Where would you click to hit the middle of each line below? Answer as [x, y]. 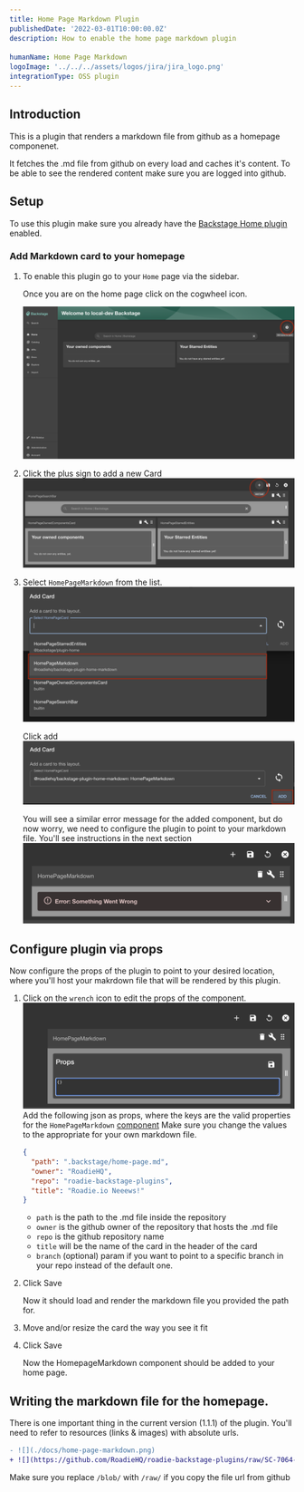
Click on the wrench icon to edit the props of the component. [134, 998]
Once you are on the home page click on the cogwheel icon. [135, 294]
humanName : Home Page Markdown [68, 58]
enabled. [26, 233]
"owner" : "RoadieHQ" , [72, 1171]
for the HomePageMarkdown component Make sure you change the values [155, 1125]
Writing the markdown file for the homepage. [139, 1401]
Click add [40, 736]
